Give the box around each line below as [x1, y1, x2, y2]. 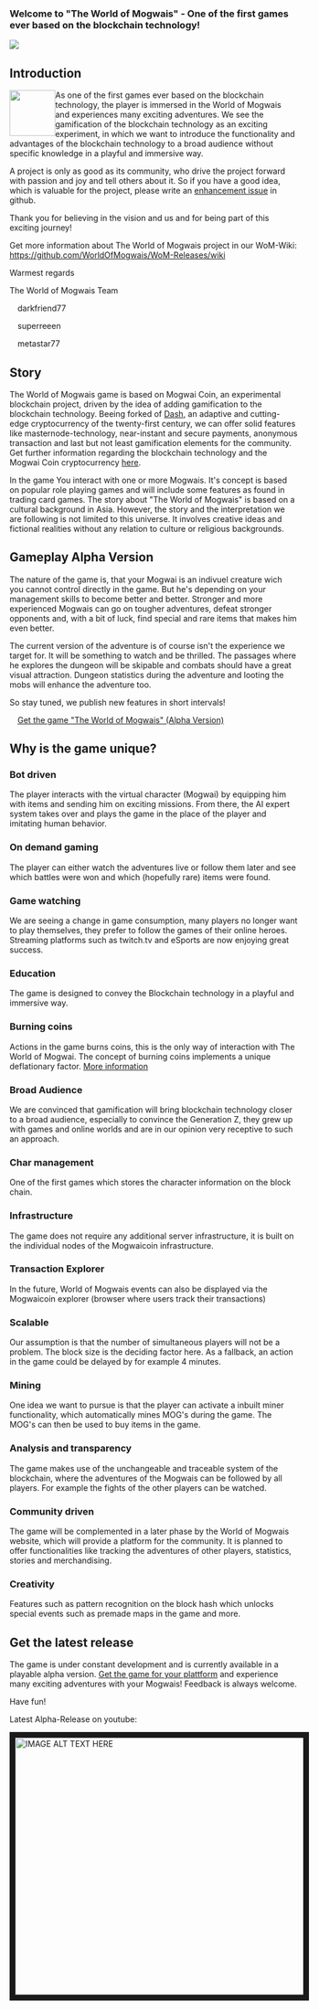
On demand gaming [9, 841, 99, 854]
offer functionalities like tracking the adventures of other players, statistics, [9, 1545, 292, 1556]
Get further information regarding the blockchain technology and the [9, 447, 268, 458]
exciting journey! [9, 222, 72, 233]
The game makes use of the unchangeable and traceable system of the [9, 1462, 279, 1473]
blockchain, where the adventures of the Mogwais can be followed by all [9, 1473, 283, 1484]
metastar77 [17, 338, 61, 349]
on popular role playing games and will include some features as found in [9, 484, 285, 495]
